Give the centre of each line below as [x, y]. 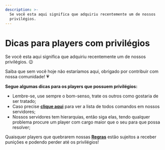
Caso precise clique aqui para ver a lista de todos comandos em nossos [86, 107]
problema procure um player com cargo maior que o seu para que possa [86, 122]
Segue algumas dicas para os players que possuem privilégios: [71, 87]
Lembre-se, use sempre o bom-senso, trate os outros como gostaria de [85, 96]
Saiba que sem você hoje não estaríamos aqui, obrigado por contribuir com [82, 71]
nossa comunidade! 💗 [27, 77]
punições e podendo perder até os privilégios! [52, 142]
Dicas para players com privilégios [78, 43]
